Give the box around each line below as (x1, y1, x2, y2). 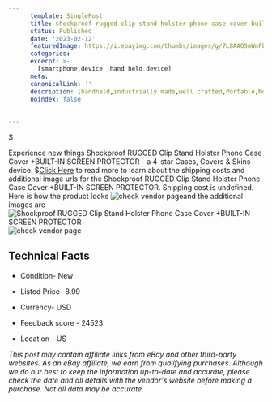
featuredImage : (29, 42, 82, 50)
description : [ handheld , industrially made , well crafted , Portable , (29, 87, 259, 96)
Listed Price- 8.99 (19, 286, 81, 296)
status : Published (29, 27, 92, 35)
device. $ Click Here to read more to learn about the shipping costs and (8, 166, 245, 175)
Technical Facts (8, 249, 91, 263)
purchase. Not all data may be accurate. (8, 383, 144, 394)
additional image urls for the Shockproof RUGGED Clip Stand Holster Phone (8, 174, 261, 184)
